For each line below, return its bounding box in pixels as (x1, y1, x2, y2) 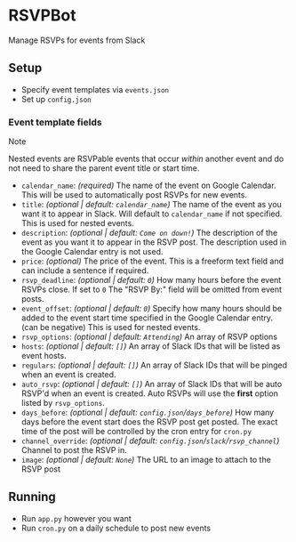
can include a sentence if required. (20, 265, 149, 276)
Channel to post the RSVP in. (20, 445, 128, 456)
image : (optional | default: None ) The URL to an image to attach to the (20, 455, 272, 465)
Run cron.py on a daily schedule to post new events (20, 522, 211, 533)
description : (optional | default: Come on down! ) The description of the (20, 228, 278, 239)
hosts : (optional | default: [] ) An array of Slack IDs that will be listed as (20, 341, 281, 352)
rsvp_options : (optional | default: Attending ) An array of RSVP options (20, 331, 277, 343)
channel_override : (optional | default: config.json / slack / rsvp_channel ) (20, 435, 280, 446)
